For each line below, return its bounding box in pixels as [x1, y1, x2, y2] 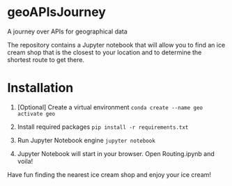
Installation [7, 80, 74, 96]
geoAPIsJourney [7, 4, 107, 20]
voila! [17, 157, 33, 165]
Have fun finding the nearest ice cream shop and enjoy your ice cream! [7, 170, 211, 178]
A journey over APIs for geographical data [7, 27, 127, 36]
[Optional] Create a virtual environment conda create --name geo [17, 102, 203, 111]
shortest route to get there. [7, 55, 85, 63]
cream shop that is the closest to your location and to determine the [7, 48, 202, 56]
